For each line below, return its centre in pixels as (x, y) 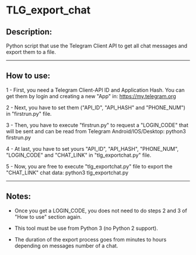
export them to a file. (31, 52)
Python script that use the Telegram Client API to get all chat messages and (97, 46)
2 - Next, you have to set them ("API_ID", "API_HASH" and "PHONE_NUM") (96, 107)
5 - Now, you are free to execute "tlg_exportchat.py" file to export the (89, 166)
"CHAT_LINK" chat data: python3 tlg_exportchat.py (67, 173)
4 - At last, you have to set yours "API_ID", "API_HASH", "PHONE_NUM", (92, 149)
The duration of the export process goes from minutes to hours (90, 239)
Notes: (18, 197)
